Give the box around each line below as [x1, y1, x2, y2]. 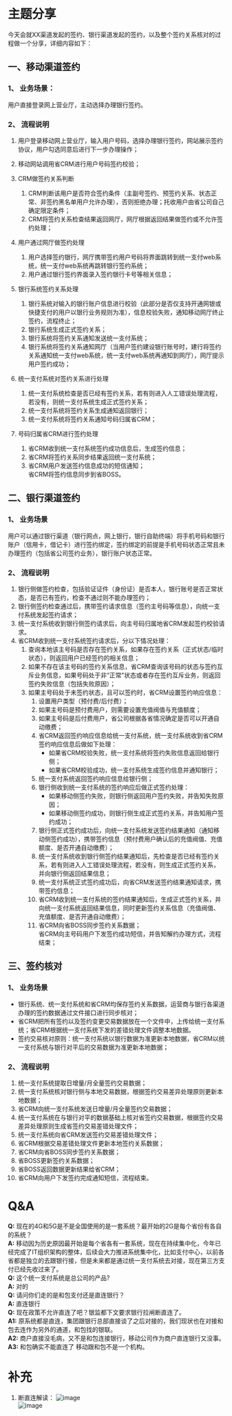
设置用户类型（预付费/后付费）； [38, 697, 129, 705]
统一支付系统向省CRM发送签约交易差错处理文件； [17, 1130, 159, 1139]
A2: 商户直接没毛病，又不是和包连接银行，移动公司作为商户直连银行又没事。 [8, 1334, 225, 1342]
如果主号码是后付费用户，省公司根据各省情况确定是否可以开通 [38, 714, 214, 722]
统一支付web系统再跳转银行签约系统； [40, 261, 149, 270]
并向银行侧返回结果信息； [38, 869, 112, 877]
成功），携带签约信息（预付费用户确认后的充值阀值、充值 [62, 835, 223, 843]
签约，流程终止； [28, 317, 77, 325]
